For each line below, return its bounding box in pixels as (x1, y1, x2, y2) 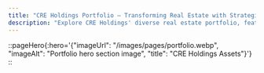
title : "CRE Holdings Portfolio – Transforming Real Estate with (8, 11, 226, 20)
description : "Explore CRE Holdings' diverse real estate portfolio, (8, 19, 241, 27)
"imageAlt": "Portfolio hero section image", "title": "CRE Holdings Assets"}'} (8, 49, 253, 58)
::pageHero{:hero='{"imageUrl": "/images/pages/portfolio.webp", (8, 40, 219, 49)
